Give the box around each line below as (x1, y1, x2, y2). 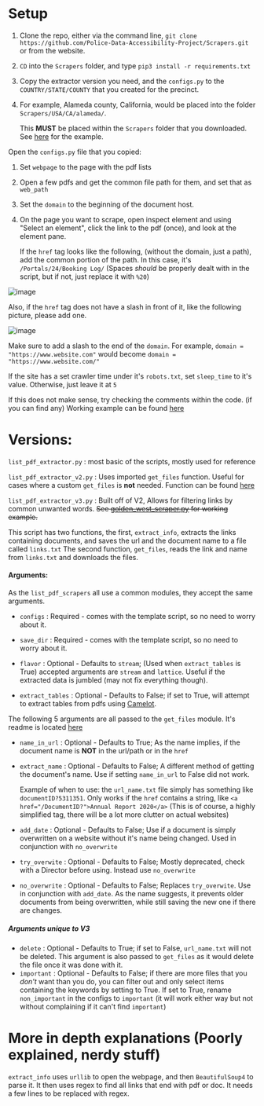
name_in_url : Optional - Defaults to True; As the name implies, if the (19, 738, 241, 747)
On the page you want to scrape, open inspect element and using (19, 214, 232, 224)
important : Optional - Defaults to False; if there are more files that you (19, 969, 247, 978)
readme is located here (8, 723, 83, 732)
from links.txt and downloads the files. (8, 552, 139, 562)
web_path (19, 185, 49, 193)
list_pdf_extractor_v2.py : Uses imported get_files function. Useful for (8, 472, 245, 482)
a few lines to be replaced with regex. (8, 1089, 130, 1098)
